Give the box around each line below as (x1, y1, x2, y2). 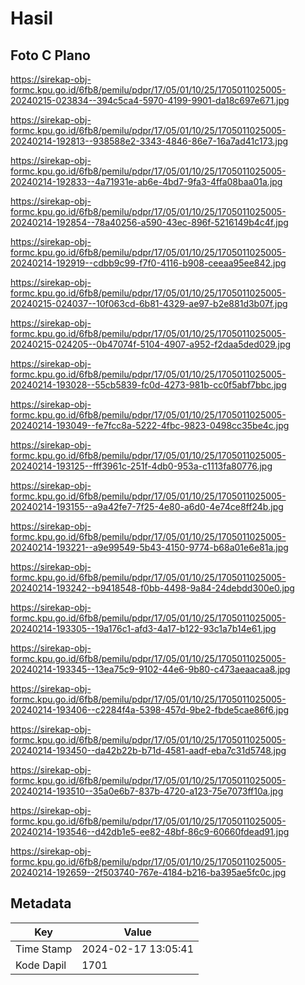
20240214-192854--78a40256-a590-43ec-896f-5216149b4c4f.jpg (10, 217, 289, 228)
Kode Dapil (15, 958, 67, 972)
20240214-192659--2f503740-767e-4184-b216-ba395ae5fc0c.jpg (10, 867, 287, 878)
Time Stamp (15, 942, 73, 956)
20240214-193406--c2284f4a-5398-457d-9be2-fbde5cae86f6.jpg (10, 704, 290, 716)
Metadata (10, 895, 72, 912)
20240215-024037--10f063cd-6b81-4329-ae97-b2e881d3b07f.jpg (10, 298, 288, 309)
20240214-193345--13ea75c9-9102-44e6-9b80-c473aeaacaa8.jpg (10, 663, 291, 675)
